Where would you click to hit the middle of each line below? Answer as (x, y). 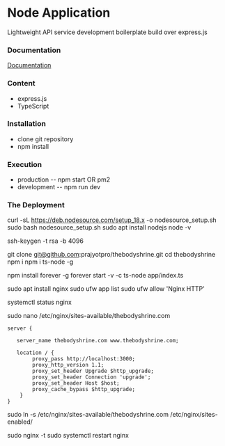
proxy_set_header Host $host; (76, 383)
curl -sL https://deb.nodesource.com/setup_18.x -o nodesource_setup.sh (112, 220)
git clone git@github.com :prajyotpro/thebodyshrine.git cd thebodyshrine (111, 255)
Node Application (59, 13)
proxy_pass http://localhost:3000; (84, 359)
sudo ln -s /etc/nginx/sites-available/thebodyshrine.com (88, 415)
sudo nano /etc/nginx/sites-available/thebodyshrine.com (89, 316)
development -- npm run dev (59, 187)
